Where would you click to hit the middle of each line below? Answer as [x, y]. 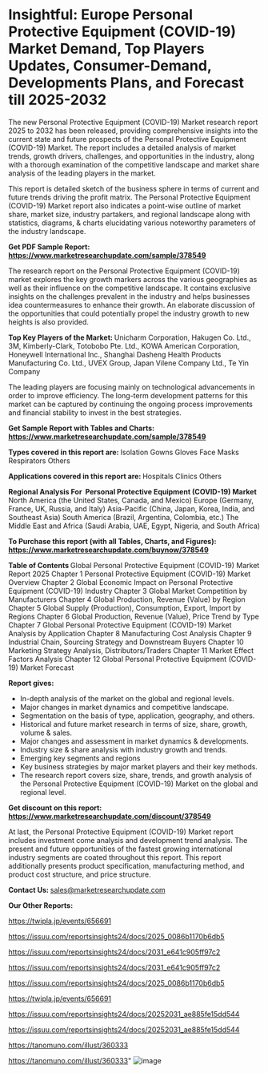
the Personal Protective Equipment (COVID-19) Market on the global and [139, 784]
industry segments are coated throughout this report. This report [115, 857]
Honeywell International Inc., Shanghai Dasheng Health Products [115, 354]
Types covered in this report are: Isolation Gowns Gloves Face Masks [124, 452]
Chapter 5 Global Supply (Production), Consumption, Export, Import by [125, 607]
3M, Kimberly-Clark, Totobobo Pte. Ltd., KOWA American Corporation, [124, 345]
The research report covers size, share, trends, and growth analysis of [136, 775]
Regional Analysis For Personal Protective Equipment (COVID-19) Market [133, 491]
